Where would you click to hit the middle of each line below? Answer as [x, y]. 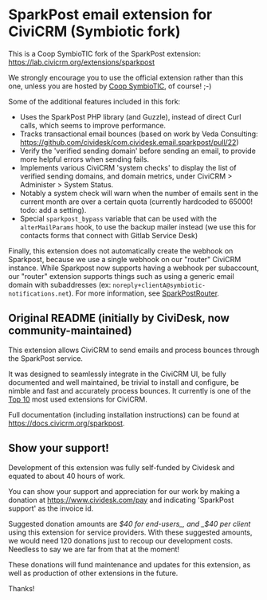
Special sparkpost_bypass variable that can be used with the [118, 218]
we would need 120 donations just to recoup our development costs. [121, 540]
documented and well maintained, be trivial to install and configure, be [124, 382]
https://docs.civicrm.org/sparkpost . [67, 423]
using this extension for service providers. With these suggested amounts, [130, 532]
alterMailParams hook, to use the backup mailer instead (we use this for [138, 227]
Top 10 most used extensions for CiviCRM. [78, 399]
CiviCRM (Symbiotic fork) [94, 31]
